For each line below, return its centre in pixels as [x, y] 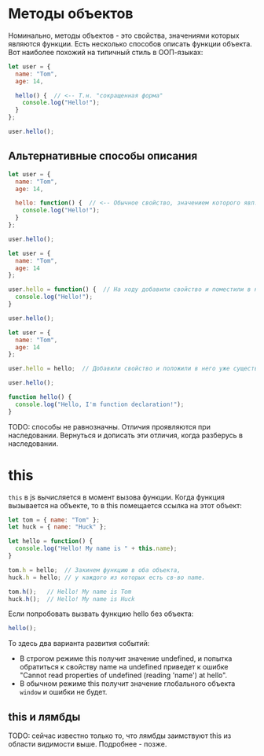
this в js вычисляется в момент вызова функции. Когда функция [117, 497]
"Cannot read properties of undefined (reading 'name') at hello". [123, 675]
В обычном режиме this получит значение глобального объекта [127, 684]
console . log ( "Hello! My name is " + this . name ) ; [96, 549]
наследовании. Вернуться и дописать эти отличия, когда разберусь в [126, 435]
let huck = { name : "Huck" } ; [58, 527]
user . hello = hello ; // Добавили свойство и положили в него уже [119, 369]
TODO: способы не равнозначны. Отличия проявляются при [109, 426]
